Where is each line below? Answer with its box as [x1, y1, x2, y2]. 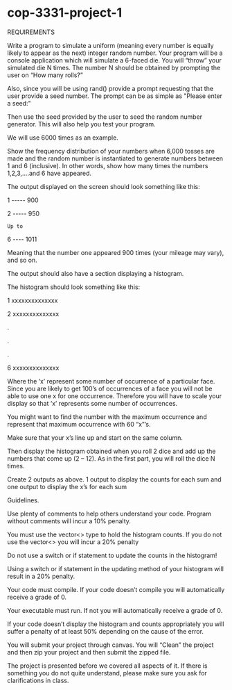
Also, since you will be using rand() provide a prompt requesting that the [7, 84, 213, 92]
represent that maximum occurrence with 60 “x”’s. [7, 420, 151, 428]
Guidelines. [7, 495, 39, 504]
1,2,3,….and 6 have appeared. [7, 169, 92, 177]
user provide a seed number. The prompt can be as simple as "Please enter [7, 92, 223, 100]
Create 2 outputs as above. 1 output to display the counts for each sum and [7, 475, 222, 484]
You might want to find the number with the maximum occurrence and [7, 412, 207, 421]
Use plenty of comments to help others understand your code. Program [7, 509, 211, 518]
